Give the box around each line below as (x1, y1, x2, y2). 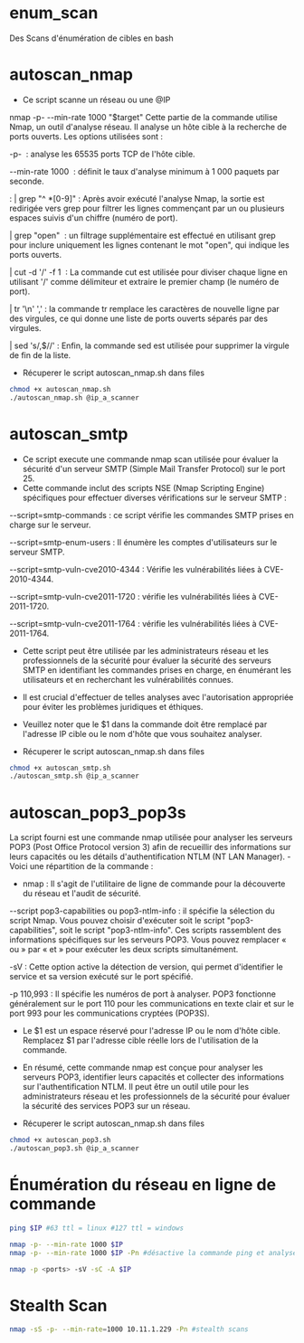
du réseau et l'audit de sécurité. (22, 888, 142, 899)
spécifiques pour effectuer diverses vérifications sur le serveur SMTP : (22, 492, 287, 503)
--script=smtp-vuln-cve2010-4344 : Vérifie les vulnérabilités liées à (9, 563, 262, 574)
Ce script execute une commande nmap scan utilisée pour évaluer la (22, 453, 279, 464)
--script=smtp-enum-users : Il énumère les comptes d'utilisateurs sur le (9, 536, 278, 547)
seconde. (9, 175, 44, 186)
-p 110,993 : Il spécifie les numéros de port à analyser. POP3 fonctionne (9, 988, 276, 999)
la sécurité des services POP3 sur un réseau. (22, 1101, 191, 1111)
